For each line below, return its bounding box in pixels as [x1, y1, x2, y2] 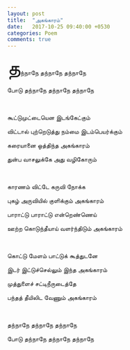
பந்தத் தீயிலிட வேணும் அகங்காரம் [7, 294, 97, 302]
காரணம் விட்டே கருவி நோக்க [7, 182, 86, 191]
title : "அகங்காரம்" [7, 17, 64, 24]
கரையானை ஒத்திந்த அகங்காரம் [7, 141, 90, 150]
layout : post [7, 10, 45, 17]
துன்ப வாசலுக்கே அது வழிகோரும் [7, 155, 97, 164]
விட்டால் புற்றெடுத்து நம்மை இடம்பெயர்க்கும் [7, 127, 123, 136]
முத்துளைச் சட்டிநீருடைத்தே [7, 280, 76, 288]
